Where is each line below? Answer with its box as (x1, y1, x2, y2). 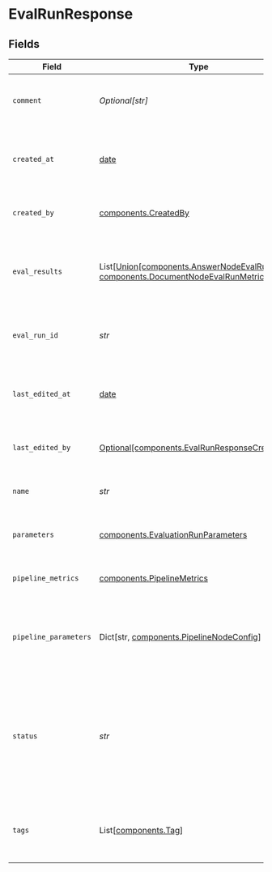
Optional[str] (99, 95, 148, 106)
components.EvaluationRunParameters (99, 530, 248, 540)
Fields (8, 37, 40, 51)
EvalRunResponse (8, 5, 134, 23)
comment (12, 96, 42, 105)
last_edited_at (12, 389, 71, 398)
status (12, 732, 38, 741)
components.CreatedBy (99, 207, 190, 219)
